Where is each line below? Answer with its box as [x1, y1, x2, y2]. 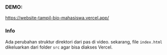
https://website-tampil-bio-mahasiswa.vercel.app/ [5, 15, 109, 21]
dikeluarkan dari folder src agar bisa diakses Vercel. [5, 44, 113, 50]
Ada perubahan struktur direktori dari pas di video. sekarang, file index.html [5, 38, 162, 44]
